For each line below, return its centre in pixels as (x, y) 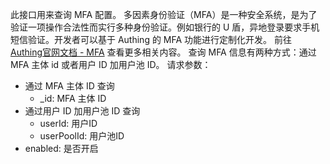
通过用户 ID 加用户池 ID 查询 (82, 111)
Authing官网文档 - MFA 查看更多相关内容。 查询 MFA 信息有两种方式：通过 (163, 52)
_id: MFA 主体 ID (73, 98)
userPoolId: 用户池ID (82, 136)
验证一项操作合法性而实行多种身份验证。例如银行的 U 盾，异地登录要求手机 (165, 27)
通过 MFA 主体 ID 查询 (69, 86)
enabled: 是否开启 (61, 148)
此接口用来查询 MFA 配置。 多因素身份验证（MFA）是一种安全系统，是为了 (164, 14)
